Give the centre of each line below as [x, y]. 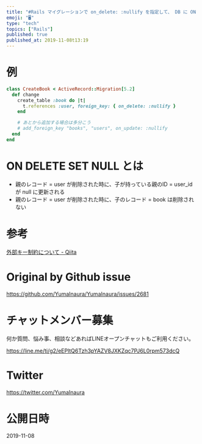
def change [26, 95]
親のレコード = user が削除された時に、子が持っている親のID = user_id [104, 184]
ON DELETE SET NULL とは [75, 166]
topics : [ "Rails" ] [30, 29]
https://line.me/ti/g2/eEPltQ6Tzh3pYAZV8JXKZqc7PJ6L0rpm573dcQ [93, 351]
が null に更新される [40, 192]
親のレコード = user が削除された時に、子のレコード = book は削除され [104, 199]
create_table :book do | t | [52, 100]
